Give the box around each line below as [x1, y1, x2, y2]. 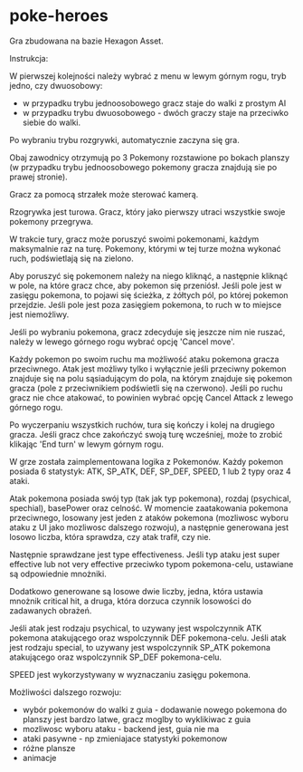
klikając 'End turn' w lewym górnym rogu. [9, 439, 165, 449]
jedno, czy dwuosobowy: [9, 80, 103, 91]
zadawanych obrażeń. [9, 604, 92, 616]
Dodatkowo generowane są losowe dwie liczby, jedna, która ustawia [9, 585, 264, 596]
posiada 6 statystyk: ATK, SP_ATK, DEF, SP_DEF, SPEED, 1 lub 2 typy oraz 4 [9, 466, 291, 477]
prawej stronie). [9, 171, 68, 182]
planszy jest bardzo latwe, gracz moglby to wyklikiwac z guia [22, 713, 251, 725]
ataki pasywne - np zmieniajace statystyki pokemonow [22, 733, 228, 744]
